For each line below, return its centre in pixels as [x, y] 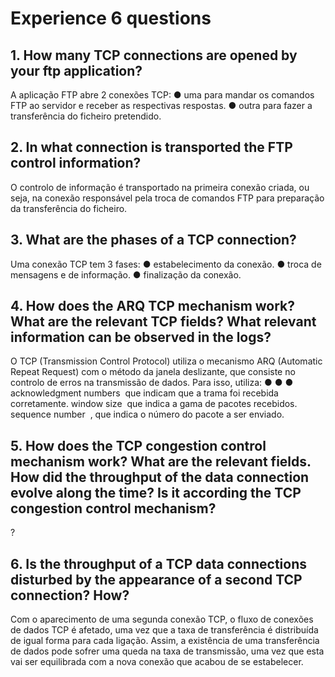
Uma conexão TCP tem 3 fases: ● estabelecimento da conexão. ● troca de [166, 264]
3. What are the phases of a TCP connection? [153, 240]
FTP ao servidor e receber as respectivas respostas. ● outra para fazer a [161, 105]
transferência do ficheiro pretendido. [86, 116]
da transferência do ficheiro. [69, 208]
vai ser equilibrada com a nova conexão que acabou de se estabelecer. [157, 662]
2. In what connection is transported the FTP [151, 147]
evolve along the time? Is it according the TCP [156, 492]
